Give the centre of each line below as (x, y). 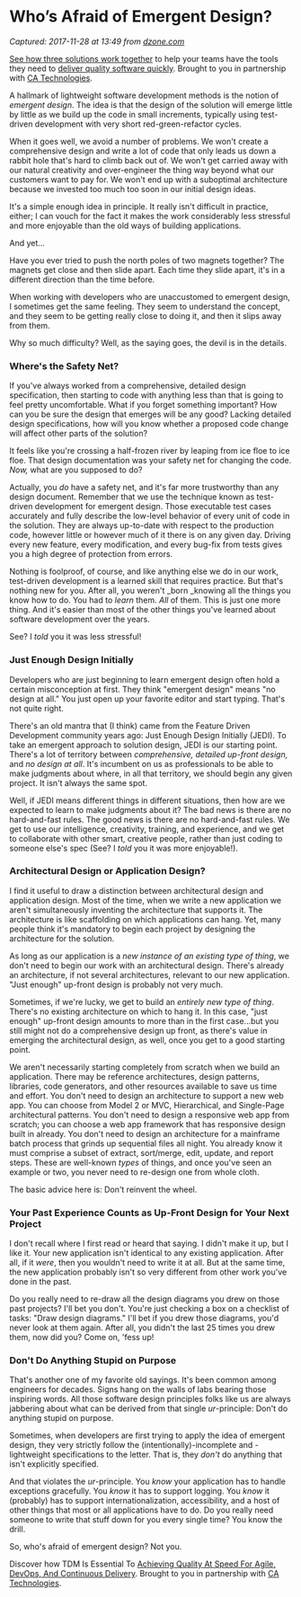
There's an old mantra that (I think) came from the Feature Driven (130, 726)
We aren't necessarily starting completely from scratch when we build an (145, 1067)
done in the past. (40, 1282)
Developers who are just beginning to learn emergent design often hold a (145, 679)
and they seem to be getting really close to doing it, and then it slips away (146, 315)
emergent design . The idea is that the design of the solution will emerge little (151, 104)
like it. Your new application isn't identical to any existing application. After (147, 1253)
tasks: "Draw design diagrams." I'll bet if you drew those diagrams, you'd (144, 1319)
